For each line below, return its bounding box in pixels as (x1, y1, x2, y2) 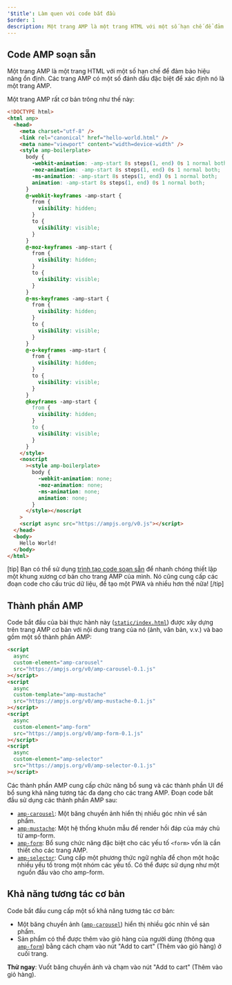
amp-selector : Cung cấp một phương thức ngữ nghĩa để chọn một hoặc (17, 853, 220, 862)
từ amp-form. (17, 831, 56, 840)
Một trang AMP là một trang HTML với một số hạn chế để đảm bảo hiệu (7, 67, 211, 75)
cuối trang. (17, 949, 48, 957)
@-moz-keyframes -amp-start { (25, 244, 113, 251)
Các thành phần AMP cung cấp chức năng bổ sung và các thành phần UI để (7, 781, 224, 789)
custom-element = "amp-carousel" (13, 659, 104, 666)
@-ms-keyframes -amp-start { (25, 295, 110, 302)
